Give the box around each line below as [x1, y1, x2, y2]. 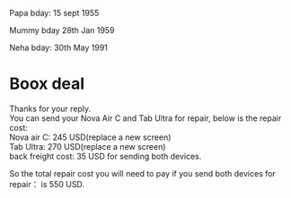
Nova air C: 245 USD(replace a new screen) [9, 132, 172, 142]
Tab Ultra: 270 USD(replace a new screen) [9, 141, 166, 151]
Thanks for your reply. [9, 103, 92, 114]
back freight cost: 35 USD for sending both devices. [9, 151, 202, 161]
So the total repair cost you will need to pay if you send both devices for [9, 168, 276, 178]
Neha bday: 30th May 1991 [9, 42, 108, 53]
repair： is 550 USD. [9, 178, 85, 189]
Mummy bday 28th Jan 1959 [9, 25, 115, 35]
